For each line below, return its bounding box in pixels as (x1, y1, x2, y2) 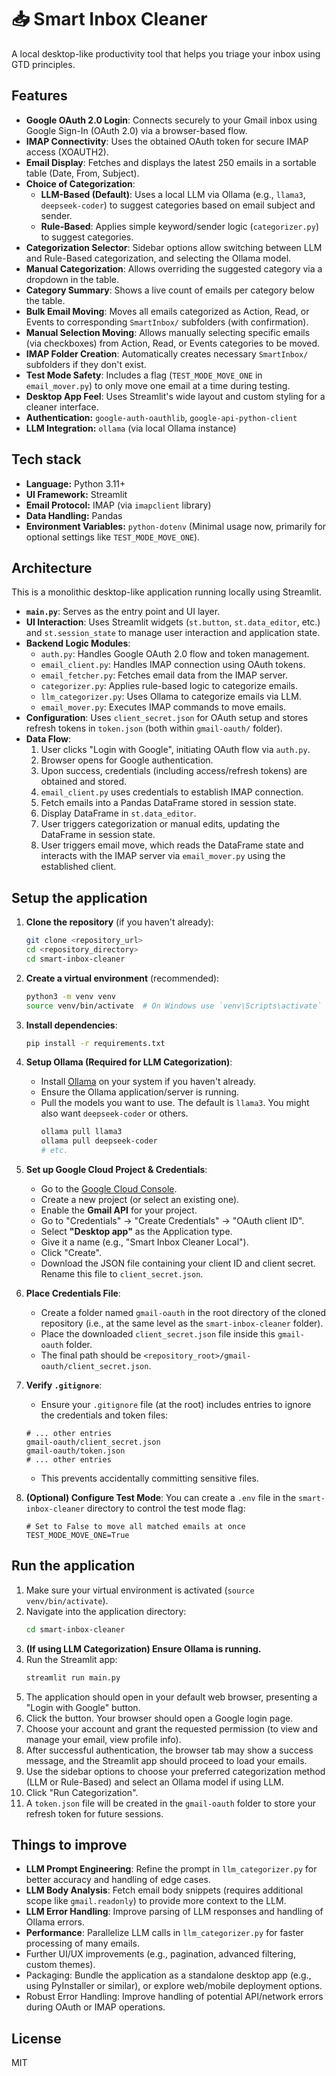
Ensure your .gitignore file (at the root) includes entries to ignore (40, 1399, 312, 1411)
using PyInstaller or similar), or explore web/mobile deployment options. (25, 1980, 323, 1992)
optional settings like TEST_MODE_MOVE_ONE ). (25, 531, 201, 543)
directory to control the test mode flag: (86, 1502, 246, 1515)
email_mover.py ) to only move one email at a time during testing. (25, 379, 291, 391)
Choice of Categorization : (25, 177, 136, 190)
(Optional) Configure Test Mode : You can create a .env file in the (25, 1492, 297, 1504)
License (11, 2030, 62, 2047)
